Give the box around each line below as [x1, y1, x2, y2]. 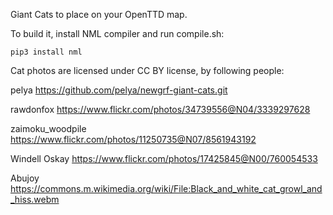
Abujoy [10, 172, 40, 184]
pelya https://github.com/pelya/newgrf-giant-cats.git [10, 84, 228, 96]
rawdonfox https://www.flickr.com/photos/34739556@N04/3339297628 [10, 104, 311, 115]
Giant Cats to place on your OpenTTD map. [10, 9, 188, 20]
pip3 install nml [10, 47, 83, 57]
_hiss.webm [10, 194, 60, 205]
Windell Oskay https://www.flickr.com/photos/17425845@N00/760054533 [10, 153, 318, 164]
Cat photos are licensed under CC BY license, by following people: [10, 65, 285, 76]
